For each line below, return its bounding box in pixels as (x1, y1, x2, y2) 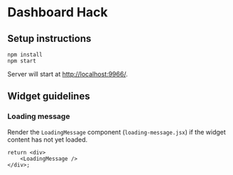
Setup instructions (7, 33, 92, 45)
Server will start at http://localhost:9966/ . (7, 70, 128, 78)
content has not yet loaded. (7, 135, 88, 144)
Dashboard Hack (7, 4, 108, 21)
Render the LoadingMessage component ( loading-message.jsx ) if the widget (7, 128, 226, 136)
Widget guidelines (7, 90, 90, 103)
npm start (7, 57, 37, 64)
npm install (7, 51, 43, 58)
